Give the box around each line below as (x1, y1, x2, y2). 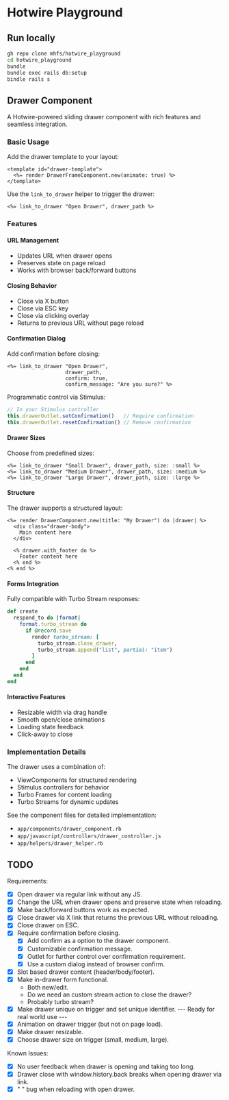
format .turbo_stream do (19, 621, 87, 628)
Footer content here (19, 553, 78, 560)
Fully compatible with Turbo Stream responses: (7, 595, 140, 603)
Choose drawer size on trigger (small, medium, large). (16, 1036, 170, 1043)
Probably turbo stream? (27, 997, 94, 1005)
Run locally (7, 32, 56, 44)
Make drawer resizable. (16, 1027, 83, 1036)
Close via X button (16, 297, 70, 305)
